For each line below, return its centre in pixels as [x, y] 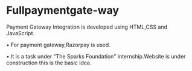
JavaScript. [21, 33]
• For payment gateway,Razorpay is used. [58, 45]
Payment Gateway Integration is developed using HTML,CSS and [87, 27]
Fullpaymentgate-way [63, 10]
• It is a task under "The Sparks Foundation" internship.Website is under [96, 56]
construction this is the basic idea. [49, 63]
